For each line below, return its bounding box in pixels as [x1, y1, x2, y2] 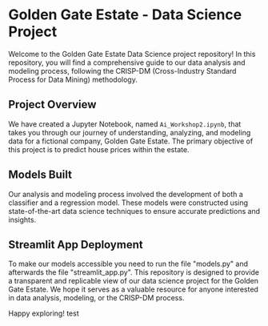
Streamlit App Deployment [8, 238, 143, 252]
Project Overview [8, 98, 97, 111]
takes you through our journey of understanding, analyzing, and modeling [8, 127, 251, 137]
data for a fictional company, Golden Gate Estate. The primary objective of [8, 136, 254, 146]
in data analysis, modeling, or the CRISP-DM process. [8, 293, 185, 303]
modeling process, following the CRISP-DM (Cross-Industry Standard [8, 66, 237, 75]
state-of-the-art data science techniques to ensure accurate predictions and [8, 206, 261, 215]
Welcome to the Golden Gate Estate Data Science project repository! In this [8, 49, 256, 58]
